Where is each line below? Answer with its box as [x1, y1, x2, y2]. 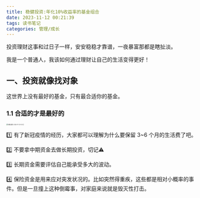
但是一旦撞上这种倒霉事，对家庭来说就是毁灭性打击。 [16, 185, 150, 193]
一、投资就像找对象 [6, 75, 78, 85]
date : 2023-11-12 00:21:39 [6, 15, 75, 21]
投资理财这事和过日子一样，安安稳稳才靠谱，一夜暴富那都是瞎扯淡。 [6, 43, 176, 50]
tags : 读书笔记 [6, 20, 41, 26]
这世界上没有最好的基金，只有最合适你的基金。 [6, 93, 123, 100]
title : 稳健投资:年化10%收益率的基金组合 [6, 8, 100, 15]
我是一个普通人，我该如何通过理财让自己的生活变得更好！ [6, 56, 150, 64]
